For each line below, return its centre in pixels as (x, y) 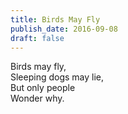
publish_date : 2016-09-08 (64, 29)
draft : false (37, 38)
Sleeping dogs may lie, (57, 77)
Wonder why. (37, 98)
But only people (43, 88)
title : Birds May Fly (55, 19)
